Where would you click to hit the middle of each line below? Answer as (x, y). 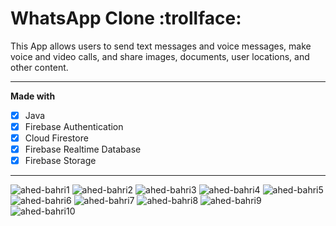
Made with (33, 96)
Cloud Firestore (56, 138)
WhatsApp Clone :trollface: (126, 18)
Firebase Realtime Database (83, 149)
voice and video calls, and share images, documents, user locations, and (160, 56)
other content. (39, 67)
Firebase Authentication (74, 126)
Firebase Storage (60, 161)
